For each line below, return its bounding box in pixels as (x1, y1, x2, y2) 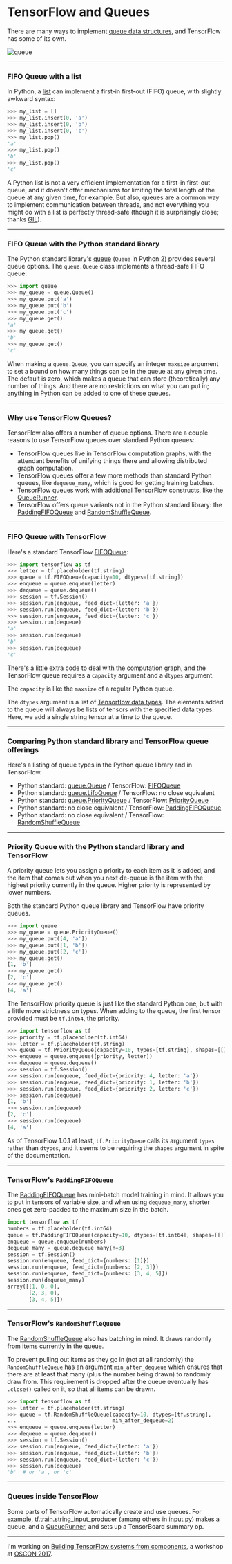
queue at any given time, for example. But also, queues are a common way (7, 193, 220, 201)
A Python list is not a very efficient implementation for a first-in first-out (7, 178, 211, 187)
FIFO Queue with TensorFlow (7, 532, 106, 542)
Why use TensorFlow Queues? (7, 412, 112, 422)
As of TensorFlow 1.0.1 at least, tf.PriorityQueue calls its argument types (7, 1136, 215, 1145)
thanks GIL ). (7, 215, 42, 224)
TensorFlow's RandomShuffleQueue (7, 1319, 121, 1329)
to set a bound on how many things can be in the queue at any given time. (7, 367, 217, 375)
